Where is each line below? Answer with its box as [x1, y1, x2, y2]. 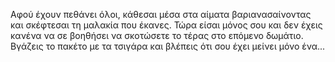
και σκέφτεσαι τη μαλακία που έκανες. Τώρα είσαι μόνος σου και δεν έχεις [10, 19, 323, 31]
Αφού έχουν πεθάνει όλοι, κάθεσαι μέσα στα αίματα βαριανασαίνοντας [10, 9, 312, 20]
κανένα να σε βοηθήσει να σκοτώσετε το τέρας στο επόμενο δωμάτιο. [10, 30, 304, 41]
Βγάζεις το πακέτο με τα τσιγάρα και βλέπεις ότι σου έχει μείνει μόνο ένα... [10, 40, 326, 52]
